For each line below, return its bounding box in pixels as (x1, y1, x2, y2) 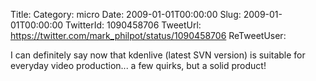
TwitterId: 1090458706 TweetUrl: (65, 19, 202, 31)
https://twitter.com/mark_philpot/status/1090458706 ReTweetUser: (10, 30, 287, 41)
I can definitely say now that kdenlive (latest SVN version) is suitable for (10, 49, 306, 61)
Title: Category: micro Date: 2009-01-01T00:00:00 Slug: (10, 9, 242, 20)
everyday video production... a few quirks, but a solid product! (10, 60, 267, 71)
